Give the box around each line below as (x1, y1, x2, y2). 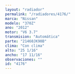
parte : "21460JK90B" (5, 39, 47, 44)
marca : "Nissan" (5, 16, 38, 21)
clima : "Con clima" (5, 43, 45, 48)
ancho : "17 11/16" (5, 52, 42, 57)
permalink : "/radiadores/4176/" (5, 12, 71, 17)
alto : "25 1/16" (5, 48, 38, 53)
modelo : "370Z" (5, 20, 36, 26)
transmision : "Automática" (5, 35, 60, 39)
